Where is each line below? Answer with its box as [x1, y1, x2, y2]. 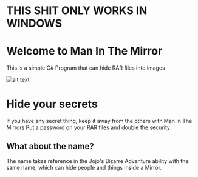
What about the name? [6, 141, 94, 152]
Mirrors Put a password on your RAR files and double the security [6, 124, 170, 131]
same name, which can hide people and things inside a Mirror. [6, 164, 162, 171]
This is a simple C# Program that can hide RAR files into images [6, 64, 165, 72]
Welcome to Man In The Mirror [6, 44, 163, 58]
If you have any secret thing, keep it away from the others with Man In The [6, 118, 193, 125]
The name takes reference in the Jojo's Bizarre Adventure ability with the [6, 157, 189, 164]
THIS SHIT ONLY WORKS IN [6, 4, 148, 18]
